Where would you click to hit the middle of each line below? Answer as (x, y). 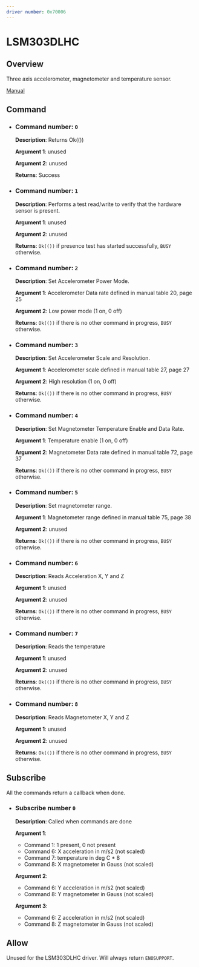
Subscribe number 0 (45, 808)
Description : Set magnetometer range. (63, 505)
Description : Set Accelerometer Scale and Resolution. (82, 358)
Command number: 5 (47, 493)
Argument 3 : (31, 906)
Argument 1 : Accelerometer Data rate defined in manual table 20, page (103, 293)
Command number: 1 (47, 191)
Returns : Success (38, 175)
